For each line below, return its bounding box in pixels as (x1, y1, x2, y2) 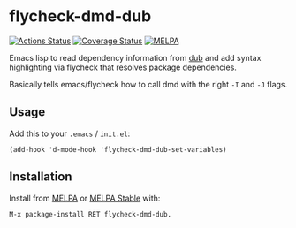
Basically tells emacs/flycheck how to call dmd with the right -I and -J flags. (9, 79, 288, 89)
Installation (9, 170, 72, 185)
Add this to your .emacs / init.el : (9, 128, 131, 139)
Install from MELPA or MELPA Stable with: (9, 193, 161, 203)
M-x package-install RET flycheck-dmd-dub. (9, 209, 172, 218)
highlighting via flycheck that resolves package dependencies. (9, 62, 237, 72)
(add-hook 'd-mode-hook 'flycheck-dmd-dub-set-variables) (9, 145, 227, 154)
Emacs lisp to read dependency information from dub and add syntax (9, 52, 262, 63)
